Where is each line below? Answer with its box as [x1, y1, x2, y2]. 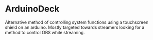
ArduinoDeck [5, 3, 60, 14]
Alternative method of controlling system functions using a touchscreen [5, 19, 149, 25]
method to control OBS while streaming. [5, 29, 85, 35]
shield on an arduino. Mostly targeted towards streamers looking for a [5, 24, 145, 30]
